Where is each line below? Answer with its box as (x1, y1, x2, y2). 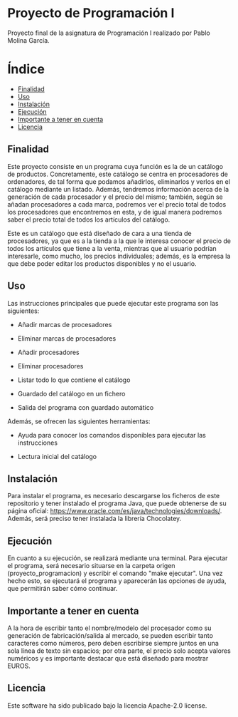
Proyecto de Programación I (7, 5, 175, 21)
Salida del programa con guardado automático (17, 403, 154, 411)
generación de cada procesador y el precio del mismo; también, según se (7, 192, 223, 201)
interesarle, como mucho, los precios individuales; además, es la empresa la (7, 252, 231, 260)
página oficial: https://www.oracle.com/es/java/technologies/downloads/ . (7, 507, 222, 515)
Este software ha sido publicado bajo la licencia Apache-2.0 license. (7, 701, 207, 710)
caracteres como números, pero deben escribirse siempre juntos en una (7, 639, 219, 647)
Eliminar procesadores (17, 361, 84, 370)
